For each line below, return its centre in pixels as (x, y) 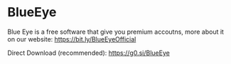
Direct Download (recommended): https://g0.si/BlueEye (89, 53)
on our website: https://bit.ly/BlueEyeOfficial (72, 39)
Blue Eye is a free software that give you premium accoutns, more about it (116, 32)
